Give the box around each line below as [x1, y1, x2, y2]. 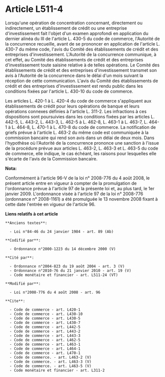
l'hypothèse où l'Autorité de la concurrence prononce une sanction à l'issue [5, 140, 159, 146]
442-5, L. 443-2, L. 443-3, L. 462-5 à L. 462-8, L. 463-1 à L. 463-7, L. [5, 119, 148, 125]
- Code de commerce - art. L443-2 [9, 328, 81, 334]
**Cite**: [5, 298, 26, 303]
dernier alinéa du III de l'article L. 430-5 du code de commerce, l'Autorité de [5, 36, 160, 42]
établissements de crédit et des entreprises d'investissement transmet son [5, 67, 157, 73]
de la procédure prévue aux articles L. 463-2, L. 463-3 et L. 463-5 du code [5, 145, 159, 151]
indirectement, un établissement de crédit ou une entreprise [5, 25, 127, 31]
